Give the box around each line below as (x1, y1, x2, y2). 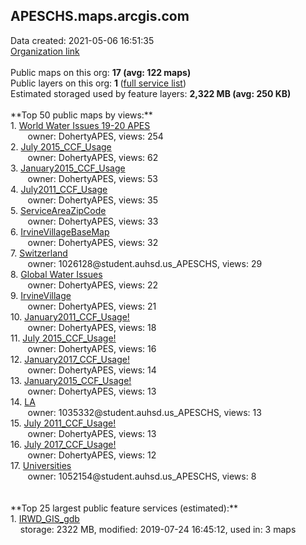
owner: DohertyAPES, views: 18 (27, 321, 157, 333)
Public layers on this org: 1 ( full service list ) (10, 77, 187, 89)
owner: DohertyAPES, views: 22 (27, 279, 159, 291)
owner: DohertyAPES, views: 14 (27, 364, 157, 376)
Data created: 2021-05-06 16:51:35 (10, 34, 155, 46)
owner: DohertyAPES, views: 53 (27, 172, 158, 184)
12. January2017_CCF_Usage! (10, 353, 130, 365)
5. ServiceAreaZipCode (10, 204, 107, 216)
